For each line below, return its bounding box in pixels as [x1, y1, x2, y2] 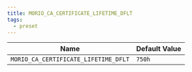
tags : [7, 16, 23, 23]
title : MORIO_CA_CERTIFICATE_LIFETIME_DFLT [7, 10, 133, 17]
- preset [13, 22, 38, 29]
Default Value [136, 44, 182, 54]
